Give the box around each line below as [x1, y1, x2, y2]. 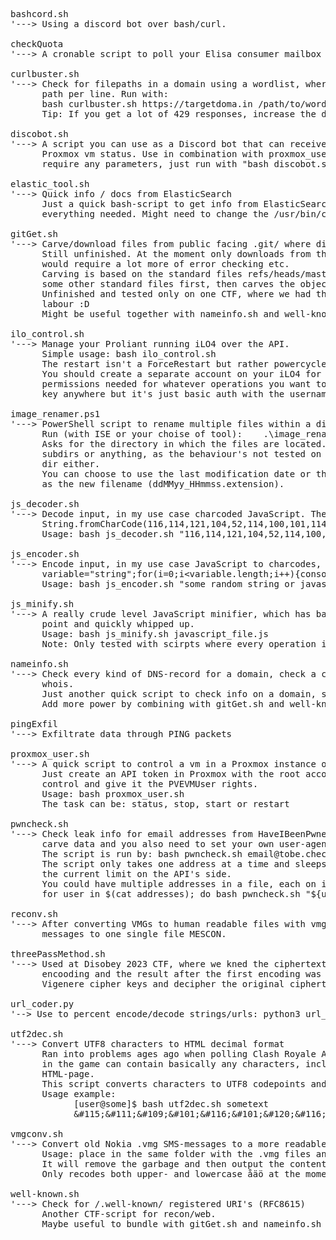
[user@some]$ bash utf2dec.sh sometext [73, 1099, 270, 1109]
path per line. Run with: [41, 89, 169, 99]
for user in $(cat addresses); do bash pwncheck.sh [41, 889, 301, 899]
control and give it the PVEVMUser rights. [41, 779, 259, 789]
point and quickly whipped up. [41, 619, 196, 629]
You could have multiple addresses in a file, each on [41, 879, 317, 889]
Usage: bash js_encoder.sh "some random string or [41, 579, 296, 589]
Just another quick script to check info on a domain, [41, 689, 317, 699]
